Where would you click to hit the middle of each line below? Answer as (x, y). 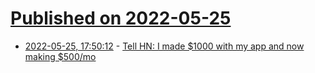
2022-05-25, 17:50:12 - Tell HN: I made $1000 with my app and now (164, 46)
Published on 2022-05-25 (121, 18)
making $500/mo (60, 56)
